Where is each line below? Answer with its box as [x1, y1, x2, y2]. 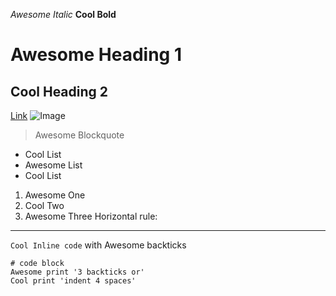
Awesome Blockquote [34, 129, 125, 141]
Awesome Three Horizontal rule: [24, 210, 158, 222]
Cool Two [24, 200, 65, 211]
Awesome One [24, 189, 86, 201]
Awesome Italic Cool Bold [10, 9, 117, 20]
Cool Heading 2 [10, 83, 109, 100]
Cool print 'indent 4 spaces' [10, 276, 137, 286]
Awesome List [24, 159, 83, 171]
